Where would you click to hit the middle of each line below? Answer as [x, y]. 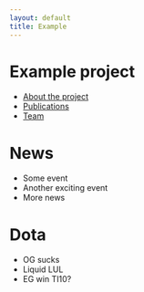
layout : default [40, 18]
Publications [46, 107]
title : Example [38, 26]
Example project [72, 72]
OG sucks [41, 260]
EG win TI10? [47, 279]
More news [44, 198]
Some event [45, 178]
